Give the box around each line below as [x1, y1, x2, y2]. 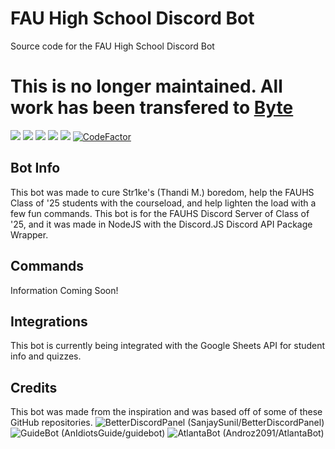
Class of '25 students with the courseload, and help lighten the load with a [10, 197, 317, 209]
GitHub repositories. [10, 417, 93, 429]
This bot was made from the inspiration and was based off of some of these [10, 406, 323, 418]
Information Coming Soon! [10, 284, 119, 296]
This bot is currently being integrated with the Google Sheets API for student [10, 340, 326, 352]
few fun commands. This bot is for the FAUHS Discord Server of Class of [10, 207, 310, 219]
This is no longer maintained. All [10, 75, 283, 98]
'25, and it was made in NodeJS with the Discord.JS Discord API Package [10, 218, 313, 230]
